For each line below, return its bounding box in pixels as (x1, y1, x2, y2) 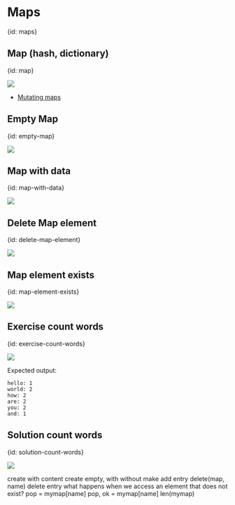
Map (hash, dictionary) (7, 48, 109, 59)
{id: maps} (7, 27, 37, 36)
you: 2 (7, 404, 27, 411)
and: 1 (7, 410, 27, 417)
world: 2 (7, 385, 33, 392)
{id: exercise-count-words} (7, 339, 85, 348)
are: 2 (7, 398, 27, 405)
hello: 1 (7, 379, 33, 387)
